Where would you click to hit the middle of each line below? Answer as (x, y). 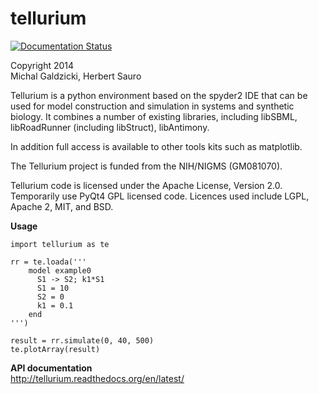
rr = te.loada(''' (48, 262)
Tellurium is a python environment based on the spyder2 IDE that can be (159, 95)
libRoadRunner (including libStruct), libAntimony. (110, 127)
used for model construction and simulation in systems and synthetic (152, 106)
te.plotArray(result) (55, 349)
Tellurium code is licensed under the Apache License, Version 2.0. (146, 185)
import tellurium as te (60, 244)
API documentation (51, 368)
